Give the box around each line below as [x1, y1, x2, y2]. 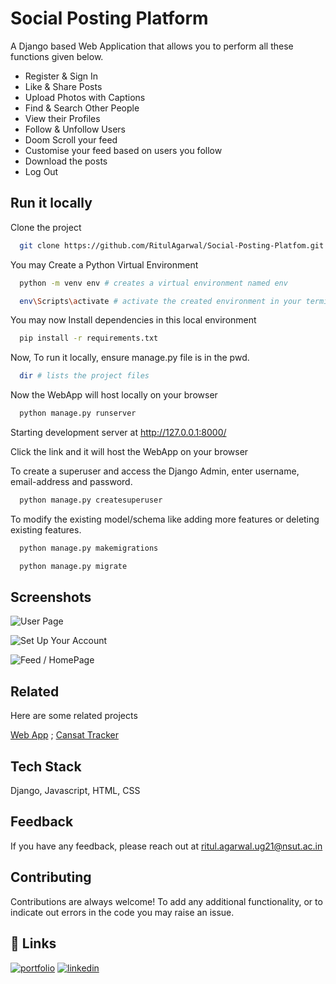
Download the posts [24, 155, 108, 167]
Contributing [10, 869, 92, 886]
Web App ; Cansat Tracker [10, 729, 119, 741]
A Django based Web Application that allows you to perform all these [10, 40, 294, 52]
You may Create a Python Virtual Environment [10, 258, 199, 271]
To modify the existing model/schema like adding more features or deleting [10, 513, 320, 525]
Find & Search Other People [24, 102, 140, 114]
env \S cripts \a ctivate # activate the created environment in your [19, 296, 302, 306]
